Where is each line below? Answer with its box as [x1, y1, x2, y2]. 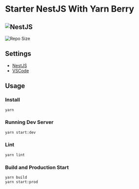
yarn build [5, 175, 27, 180]
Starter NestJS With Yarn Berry [5, 3, 134, 15]
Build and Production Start [5, 164, 69, 171]
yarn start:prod [5, 179, 38, 184]
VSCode [12, 68, 29, 73]
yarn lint [5, 152, 25, 157]
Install [5, 96, 20, 103]
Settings [5, 50, 32, 58]
